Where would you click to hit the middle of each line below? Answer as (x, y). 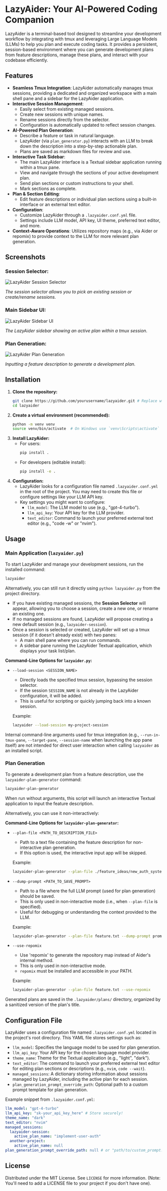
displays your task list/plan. (48, 651)
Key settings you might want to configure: (62, 502)
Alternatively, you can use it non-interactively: (52, 813)
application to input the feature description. (49, 803)
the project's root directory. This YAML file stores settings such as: (73, 1038)
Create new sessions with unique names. (62, 114)
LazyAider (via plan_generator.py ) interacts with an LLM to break (86, 141)
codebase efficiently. (27, 60)
